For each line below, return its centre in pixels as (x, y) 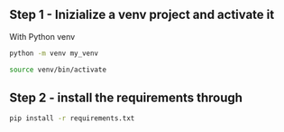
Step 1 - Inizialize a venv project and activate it (142, 15)
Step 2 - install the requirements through (126, 97)
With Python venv (42, 36)
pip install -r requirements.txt (72, 118)
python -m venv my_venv (54, 53)
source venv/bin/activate (58, 70)
